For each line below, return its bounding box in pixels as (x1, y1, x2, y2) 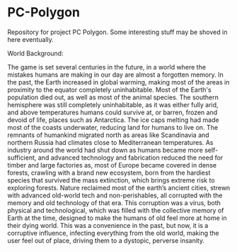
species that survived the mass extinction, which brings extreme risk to (7, 175, 215, 185)
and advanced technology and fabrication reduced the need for (37, 153, 224, 162)
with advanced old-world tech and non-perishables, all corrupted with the (7, 191, 223, 199)
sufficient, (7, 153, 37, 162)
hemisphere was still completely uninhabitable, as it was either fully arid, (7, 100, 219, 109)
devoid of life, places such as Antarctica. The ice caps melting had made (7, 115, 219, 124)
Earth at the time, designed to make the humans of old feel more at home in (7, 214, 228, 222)
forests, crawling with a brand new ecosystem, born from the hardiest (7, 168, 211, 177)
